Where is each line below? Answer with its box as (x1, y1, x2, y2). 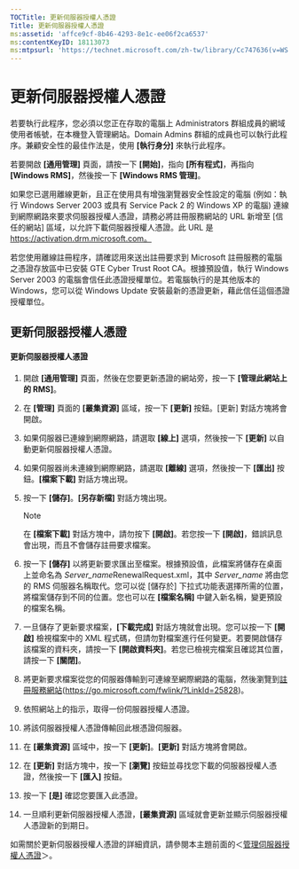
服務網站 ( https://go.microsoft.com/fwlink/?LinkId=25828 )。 (30, 685, 249, 695)
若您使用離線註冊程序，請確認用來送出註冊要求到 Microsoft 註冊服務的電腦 (10, 252, 283, 262)
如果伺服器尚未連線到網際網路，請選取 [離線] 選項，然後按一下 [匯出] (22, 462, 275, 473)
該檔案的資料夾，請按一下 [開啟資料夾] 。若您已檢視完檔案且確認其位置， (22, 644, 288, 654)
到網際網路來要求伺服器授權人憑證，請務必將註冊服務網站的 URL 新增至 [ (10, 211, 276, 222)
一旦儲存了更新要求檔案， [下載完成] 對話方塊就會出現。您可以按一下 (22, 622, 273, 632)
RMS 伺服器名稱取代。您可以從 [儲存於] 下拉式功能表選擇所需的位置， (33, 580, 288, 591)
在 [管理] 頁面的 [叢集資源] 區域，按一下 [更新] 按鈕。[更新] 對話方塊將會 (22, 403, 287, 413)
